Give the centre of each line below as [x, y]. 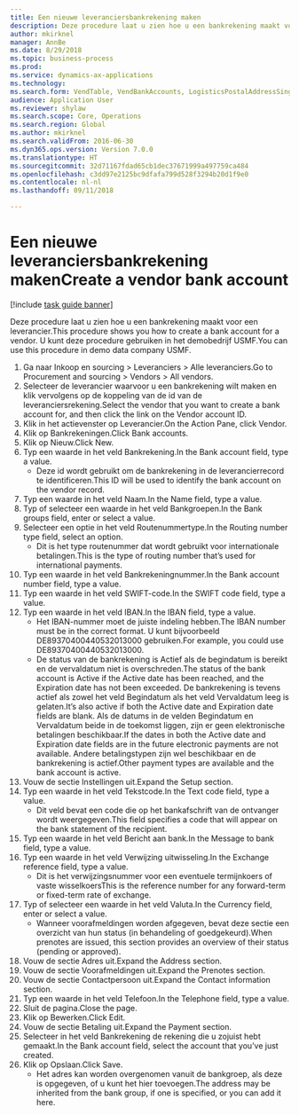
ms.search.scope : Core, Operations [76, 116]
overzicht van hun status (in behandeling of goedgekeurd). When [154, 932]
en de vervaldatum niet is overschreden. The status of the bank [151, 668]
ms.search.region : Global [58, 125]
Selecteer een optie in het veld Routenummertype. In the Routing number [155, 527]
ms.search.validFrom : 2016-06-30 [72, 141]
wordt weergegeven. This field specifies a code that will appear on [157, 819]
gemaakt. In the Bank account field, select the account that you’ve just [150, 1045]
